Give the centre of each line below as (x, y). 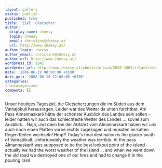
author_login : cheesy (27, 50)
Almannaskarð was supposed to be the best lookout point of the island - (77, 145)
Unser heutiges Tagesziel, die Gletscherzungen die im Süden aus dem (75, 104)
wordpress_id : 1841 (25, 63)
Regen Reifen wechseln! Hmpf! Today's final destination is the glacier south (80, 135)
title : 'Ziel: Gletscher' (31, 23)
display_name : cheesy (31, 32)
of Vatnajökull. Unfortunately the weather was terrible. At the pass (71, 140)
